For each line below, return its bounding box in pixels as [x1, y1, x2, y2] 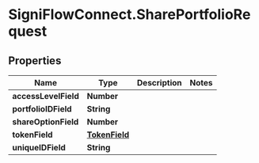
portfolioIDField [12, 104, 73, 114]
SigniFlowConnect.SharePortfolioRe [8, 6, 251, 24]
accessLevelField [12, 91, 79, 101]
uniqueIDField [12, 142, 66, 153]
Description [137, 78, 182, 88]
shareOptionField [12, 116, 79, 127]
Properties [8, 54, 62, 67]
